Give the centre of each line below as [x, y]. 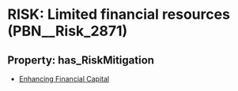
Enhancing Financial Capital [64, 79]
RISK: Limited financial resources [119, 15]
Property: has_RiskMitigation [81, 60]
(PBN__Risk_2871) [68, 31]
